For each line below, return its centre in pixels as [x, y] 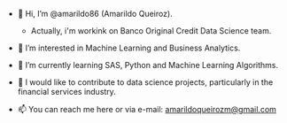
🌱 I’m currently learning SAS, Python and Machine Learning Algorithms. [148, 65]
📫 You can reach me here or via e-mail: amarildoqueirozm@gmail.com [147, 109]
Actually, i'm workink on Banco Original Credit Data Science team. [151, 31]
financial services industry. [67, 92]
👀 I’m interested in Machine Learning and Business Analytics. [129, 48]
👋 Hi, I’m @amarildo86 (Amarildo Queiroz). [95, 14]
